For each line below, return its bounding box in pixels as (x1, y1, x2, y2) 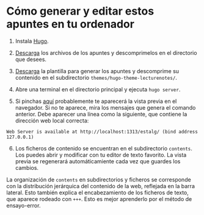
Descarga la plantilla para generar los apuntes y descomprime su (15, 67, 179, 74)
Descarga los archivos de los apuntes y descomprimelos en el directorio (15, 49, 197, 56)
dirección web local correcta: (15, 117, 89, 124)
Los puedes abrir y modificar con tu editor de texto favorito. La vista (15, 151, 187, 158)
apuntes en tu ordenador (6, 17, 134, 31)
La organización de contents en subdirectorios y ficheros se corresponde (6, 175, 191, 183)
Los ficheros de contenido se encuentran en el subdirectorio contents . (15, 144, 192, 152)
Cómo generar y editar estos (6, 4, 155, 18)
